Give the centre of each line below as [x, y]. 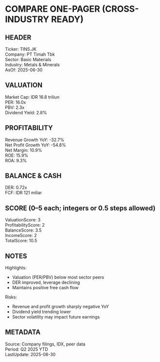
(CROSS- [120, 9]
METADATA [23, 332]
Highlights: [16, 268]
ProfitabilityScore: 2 [25, 225]
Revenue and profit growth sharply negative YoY [61, 307]
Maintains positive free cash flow [45, 288]
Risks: [11, 297]
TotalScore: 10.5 [21, 241]
